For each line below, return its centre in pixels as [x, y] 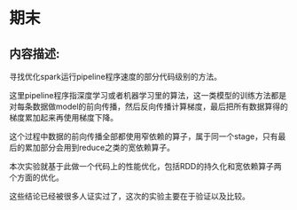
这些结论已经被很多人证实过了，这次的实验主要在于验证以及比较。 [129, 196]
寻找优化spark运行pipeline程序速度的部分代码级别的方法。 [116, 77]
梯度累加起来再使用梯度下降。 [63, 117]
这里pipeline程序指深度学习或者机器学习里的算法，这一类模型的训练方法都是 [148, 95]
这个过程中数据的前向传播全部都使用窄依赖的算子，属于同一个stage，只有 [144, 136]
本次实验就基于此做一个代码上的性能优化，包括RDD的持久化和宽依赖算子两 [145, 166]
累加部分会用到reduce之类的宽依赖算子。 [100, 148]
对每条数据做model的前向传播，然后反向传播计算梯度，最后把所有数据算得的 [148, 106]
